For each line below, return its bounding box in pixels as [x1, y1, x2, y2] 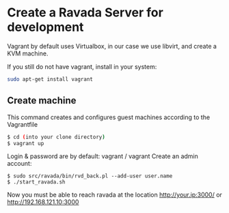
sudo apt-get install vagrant [7, 75, 94, 83]
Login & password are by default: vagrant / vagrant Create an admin [7, 152, 198, 160]
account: [7, 160, 32, 168]
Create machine [7, 95, 77, 107]
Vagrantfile [7, 120, 38, 128]
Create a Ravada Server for [7, 5, 164, 21]
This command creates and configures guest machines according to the [7, 113, 211, 121]
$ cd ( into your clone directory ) [7, 134, 106, 140]
